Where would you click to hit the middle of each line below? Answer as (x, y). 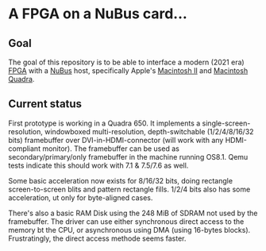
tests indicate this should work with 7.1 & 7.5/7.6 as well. (98, 165)
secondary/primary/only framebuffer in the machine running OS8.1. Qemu (128, 156)
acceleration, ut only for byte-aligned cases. (81, 197)
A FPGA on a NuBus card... (98, 14)
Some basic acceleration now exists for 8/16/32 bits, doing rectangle (120, 180)
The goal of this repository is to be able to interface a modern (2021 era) (126, 62)
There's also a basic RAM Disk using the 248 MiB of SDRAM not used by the (133, 213)
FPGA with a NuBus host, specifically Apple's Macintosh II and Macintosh (128, 71)
